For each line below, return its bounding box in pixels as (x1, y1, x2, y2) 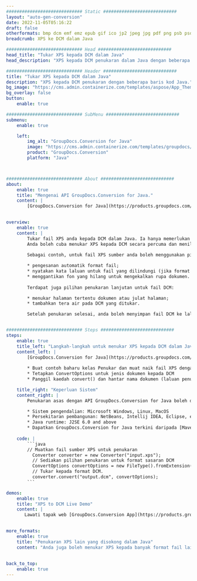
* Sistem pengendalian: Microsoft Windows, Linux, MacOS (27, 408, 169, 415)
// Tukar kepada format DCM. (32, 469, 104, 475)
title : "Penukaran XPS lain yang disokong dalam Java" (16, 539, 154, 545)
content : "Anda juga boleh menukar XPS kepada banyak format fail (16, 545, 182, 550)
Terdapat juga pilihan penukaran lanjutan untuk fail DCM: (27, 285, 175, 290)
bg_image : (6, 85, 30, 91)
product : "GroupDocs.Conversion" (27, 149, 109, 156)
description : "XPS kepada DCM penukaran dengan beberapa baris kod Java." (6, 79, 193, 85)
